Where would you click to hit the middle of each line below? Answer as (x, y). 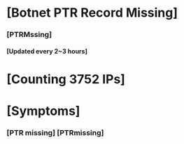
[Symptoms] (43, 111)
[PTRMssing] (29, 35)
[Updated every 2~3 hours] (47, 51)
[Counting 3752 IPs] (66, 79)
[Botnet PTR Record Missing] (92, 13)
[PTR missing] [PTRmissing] (55, 133)
